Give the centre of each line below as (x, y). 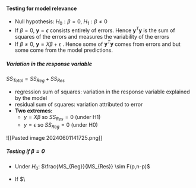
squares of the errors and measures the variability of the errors (92, 36)
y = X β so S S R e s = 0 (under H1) (62, 118)
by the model (31, 98)
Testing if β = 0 (26, 151)
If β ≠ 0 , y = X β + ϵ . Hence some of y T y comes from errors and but (98, 43)
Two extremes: (34, 111)
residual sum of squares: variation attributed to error (79, 105)
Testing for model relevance (42, 8)
